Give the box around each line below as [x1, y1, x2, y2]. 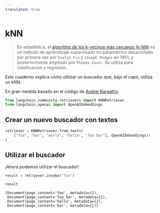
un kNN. [5, 79, 22, 85]
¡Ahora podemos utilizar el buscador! [5, 164, 79, 169]
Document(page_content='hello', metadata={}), [7, 199, 103, 204]
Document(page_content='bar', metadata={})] [7, 203, 98, 208]
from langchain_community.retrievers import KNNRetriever [5, 98, 125, 103]
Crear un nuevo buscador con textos [5, 116, 118, 124]
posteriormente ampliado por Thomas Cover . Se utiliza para [16, 59, 133, 65]
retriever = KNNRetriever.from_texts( [5, 129, 83, 134]
